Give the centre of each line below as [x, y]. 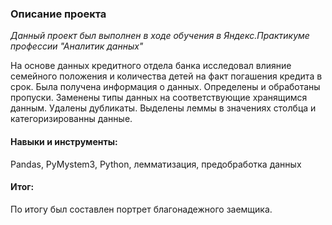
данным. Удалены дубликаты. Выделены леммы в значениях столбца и [163, 108]
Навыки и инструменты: [64, 141]
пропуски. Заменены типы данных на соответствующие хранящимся [159, 98]
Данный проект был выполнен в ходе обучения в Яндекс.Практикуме [160, 36]
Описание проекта [58, 14]
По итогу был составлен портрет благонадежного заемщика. [141, 209]
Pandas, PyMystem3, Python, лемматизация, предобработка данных [156, 164]
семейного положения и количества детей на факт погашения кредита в [166, 76]
